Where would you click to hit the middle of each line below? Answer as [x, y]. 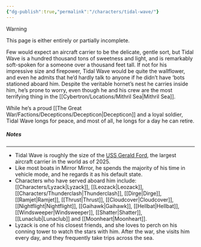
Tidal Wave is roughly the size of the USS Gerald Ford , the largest [95, 155]
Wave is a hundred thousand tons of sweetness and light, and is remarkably [100, 58]
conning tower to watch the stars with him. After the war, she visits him [102, 231]
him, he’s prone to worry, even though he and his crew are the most [89, 90]
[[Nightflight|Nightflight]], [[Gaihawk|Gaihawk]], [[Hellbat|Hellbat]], [97, 206]
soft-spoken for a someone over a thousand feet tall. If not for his [87, 65]
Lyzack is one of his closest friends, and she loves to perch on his [96, 225]
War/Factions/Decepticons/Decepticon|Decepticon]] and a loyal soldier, [95, 114]
